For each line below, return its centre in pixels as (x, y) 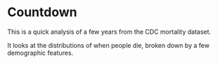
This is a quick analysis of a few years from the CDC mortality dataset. (109, 32)
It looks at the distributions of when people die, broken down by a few (108, 45)
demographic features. (40, 53)
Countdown (42, 12)
